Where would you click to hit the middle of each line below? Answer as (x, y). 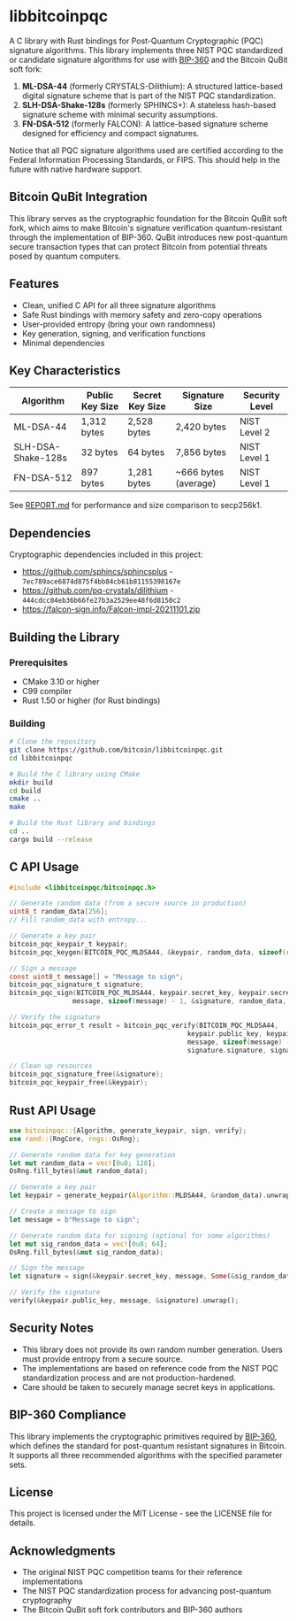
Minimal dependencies (63, 343)
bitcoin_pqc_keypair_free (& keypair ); (79, 1083)
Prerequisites (38, 662)
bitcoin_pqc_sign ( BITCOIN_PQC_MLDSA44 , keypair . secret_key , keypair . (140, 993)
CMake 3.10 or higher (61, 681)
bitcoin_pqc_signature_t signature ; (76, 985)
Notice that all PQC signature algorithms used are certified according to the (146, 150)
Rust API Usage (53, 1110)
